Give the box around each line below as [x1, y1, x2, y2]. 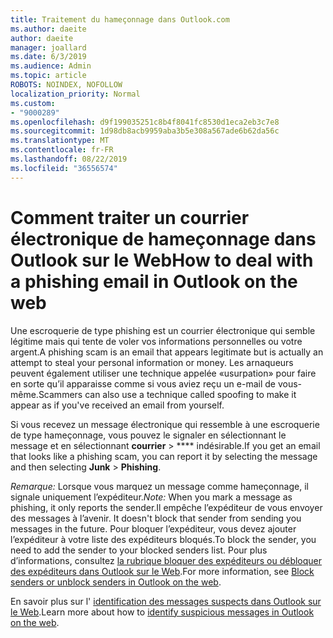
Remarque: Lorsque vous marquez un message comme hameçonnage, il [10, 480, 309, 492]
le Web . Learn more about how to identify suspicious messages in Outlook [10, 606, 315, 618]
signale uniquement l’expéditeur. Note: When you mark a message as [10, 491, 293, 503]
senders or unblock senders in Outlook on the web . [10, 576, 222, 588]
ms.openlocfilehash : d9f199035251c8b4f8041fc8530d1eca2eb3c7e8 [10, 117, 280, 127]
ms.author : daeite [10, 24, 87, 34]
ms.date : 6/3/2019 [10, 52, 87, 62]
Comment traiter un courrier [10, 206, 250, 229]
